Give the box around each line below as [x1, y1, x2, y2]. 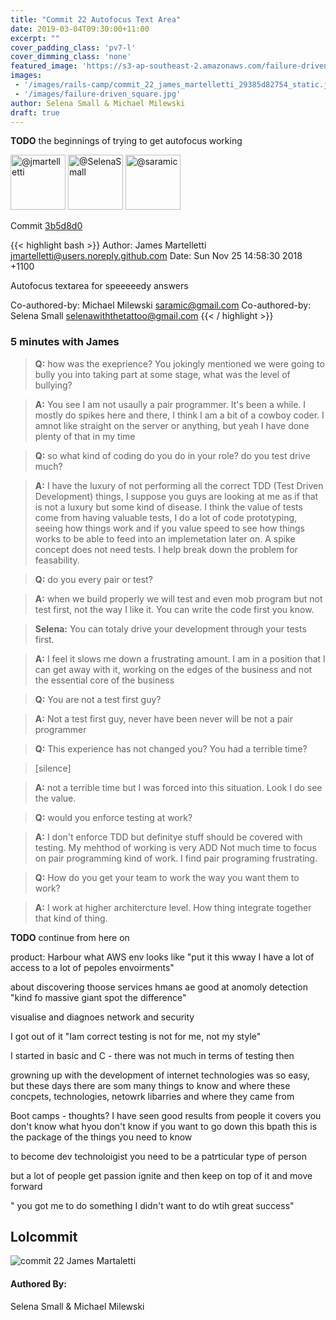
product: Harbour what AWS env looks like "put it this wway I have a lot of [10, 951, 315, 963]
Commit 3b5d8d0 [10, 220, 83, 232]
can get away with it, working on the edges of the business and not [34, 663, 313, 675]
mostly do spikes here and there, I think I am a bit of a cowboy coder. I [34, 409, 325, 421]
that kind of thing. [34, 912, 108, 924]
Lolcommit [10, 1229, 78, 1246]
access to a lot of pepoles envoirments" [10, 961, 175, 973]
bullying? [34, 379, 73, 391]
